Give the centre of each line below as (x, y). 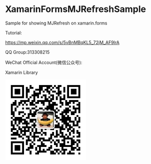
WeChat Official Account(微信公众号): (44, 62)
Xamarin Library (22, 72)
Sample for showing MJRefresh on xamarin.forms (56, 23)
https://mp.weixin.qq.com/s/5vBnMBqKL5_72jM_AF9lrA (62, 42)
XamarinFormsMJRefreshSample (76, 9)
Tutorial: (14, 32)
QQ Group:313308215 (27, 52)
